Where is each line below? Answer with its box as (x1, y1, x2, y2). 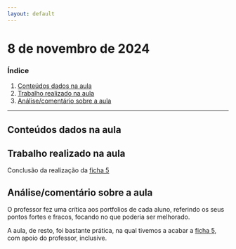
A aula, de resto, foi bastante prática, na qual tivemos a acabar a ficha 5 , (7, 226, 217, 235)
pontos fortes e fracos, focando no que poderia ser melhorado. (7, 212, 190, 222)
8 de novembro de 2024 (7, 40, 150, 56)
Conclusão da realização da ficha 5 (7, 166, 110, 174)
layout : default (7, 10, 55, 18)
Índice (7, 65, 29, 75)
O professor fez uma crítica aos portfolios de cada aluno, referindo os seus (7, 205, 225, 214)
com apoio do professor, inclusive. (7, 234, 107, 243)
